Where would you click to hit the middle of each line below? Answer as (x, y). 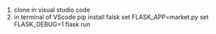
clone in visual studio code (52, 10)
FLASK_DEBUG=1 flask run (52, 24)
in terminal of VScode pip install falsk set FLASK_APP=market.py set (111, 17)
